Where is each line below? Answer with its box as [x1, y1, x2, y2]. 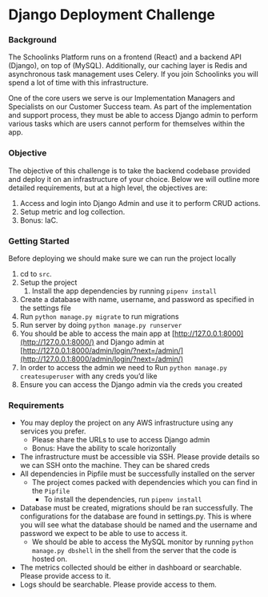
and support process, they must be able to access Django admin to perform [8, 111, 258, 120]
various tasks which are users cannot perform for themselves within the [8, 119, 246, 129]
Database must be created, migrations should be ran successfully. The [19, 503, 254, 513]
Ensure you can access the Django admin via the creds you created [19, 380, 242, 389]
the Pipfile [31, 486, 70, 496]
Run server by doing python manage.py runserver [19, 321, 182, 330]
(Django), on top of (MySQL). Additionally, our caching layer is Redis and [8, 61, 248, 71]
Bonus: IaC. [19, 215, 58, 225]
